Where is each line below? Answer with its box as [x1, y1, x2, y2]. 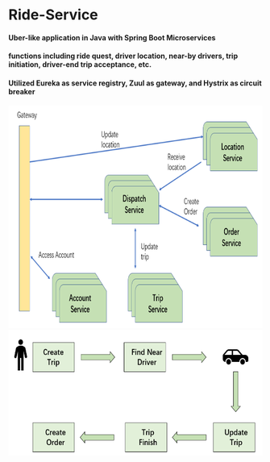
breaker [8, 86, 35, 96]
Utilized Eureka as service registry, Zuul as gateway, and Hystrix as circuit [8, 78, 262, 88]
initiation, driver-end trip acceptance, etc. [8, 60, 152, 69]
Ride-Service [8, 6, 98, 24]
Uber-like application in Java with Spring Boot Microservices [8, 32, 216, 42]
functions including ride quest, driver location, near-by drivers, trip [8, 51, 239, 61]
